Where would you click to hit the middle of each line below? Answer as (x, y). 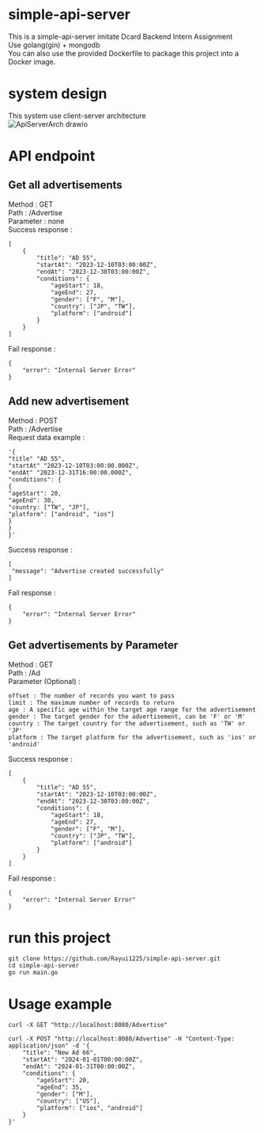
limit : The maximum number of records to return (92, 702)
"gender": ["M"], (65, 1094)
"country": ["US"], (69, 1101)
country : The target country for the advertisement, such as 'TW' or (127, 723)
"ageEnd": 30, (32, 500)
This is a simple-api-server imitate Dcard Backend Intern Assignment (121, 36)
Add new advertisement (69, 401)
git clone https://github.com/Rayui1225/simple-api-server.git (115, 959)
